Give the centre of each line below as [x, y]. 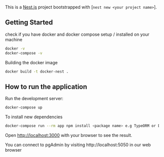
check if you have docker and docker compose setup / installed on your [77, 34]
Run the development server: [34, 99]
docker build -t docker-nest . [37, 71]
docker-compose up [24, 107]
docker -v [15, 49]
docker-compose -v [24, 53]
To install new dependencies [34, 117]
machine [14, 39]
